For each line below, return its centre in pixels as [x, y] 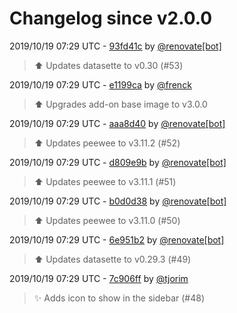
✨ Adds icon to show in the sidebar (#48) [119, 298]
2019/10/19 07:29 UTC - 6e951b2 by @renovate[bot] [117, 239]
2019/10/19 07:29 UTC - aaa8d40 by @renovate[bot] [117, 123]
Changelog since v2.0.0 [111, 18]
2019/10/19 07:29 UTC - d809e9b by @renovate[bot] [118, 162]
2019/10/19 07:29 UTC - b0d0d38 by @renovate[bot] [118, 201]
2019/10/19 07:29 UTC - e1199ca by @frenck [100, 84]
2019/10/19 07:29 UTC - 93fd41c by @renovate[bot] [115, 46]
